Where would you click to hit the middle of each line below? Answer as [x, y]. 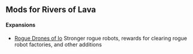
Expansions [21, 25]
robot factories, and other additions [58, 45]
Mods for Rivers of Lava [51, 10]
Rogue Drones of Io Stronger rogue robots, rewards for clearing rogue [100, 38]
